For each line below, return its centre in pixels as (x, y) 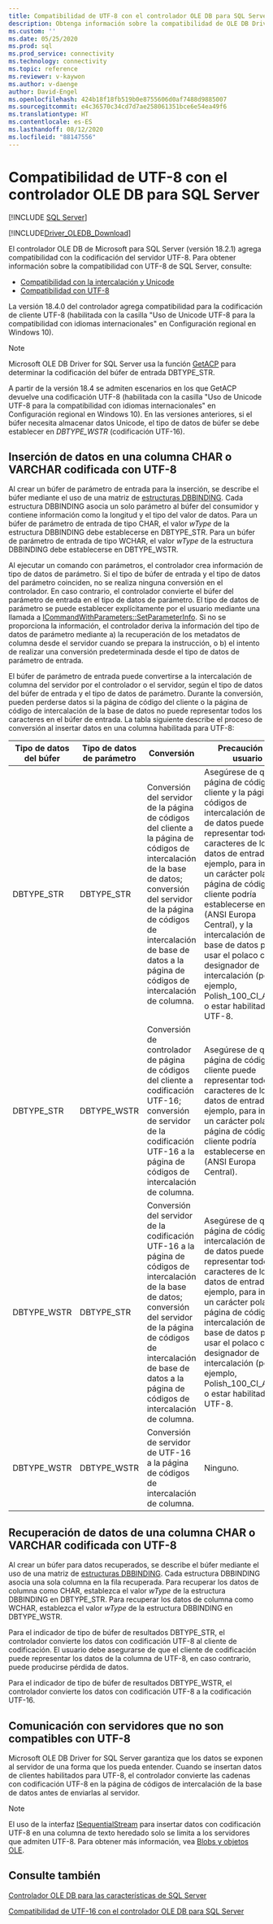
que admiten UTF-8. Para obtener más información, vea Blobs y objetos (129, 1841)
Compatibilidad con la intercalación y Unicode (97, 282)
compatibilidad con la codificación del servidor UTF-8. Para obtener (122, 257)
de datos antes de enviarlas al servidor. (74, 1793)
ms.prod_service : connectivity (61, 54)
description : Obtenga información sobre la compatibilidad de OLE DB (129, 24)
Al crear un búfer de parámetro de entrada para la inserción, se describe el (134, 489)
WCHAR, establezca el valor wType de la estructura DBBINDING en (121, 1608)
